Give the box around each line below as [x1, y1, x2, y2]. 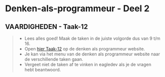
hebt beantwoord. [24, 67, 61, 73]
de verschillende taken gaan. [24, 56, 84, 62]
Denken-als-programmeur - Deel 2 [5, 3, 150, 14]
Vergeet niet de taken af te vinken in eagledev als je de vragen [24, 62, 152, 67]
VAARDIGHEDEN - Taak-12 [5, 23, 88, 31]
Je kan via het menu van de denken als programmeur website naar [24, 51, 160, 57]
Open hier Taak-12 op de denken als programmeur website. [24, 46, 145, 51]
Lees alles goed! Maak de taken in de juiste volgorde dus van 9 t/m [24, 35, 161, 41]
